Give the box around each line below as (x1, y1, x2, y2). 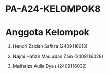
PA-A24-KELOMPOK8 (5, 3, 101, 15)
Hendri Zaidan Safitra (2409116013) (12, 43, 88, 50)
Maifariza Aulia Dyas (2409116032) (12, 63, 87, 69)
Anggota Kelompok (5, 27, 90, 38)
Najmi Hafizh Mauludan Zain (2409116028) (12, 53, 104, 59)
